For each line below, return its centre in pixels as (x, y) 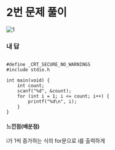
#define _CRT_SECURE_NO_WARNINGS (48, 65)
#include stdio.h (28, 70)
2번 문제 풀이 (37, 12)
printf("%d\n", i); (53, 102)
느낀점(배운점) (23, 126)
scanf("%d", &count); (44, 91)
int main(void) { (28, 80)
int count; (31, 86)
